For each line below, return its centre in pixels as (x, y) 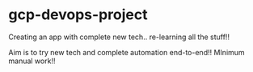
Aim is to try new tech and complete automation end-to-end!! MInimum (126, 52)
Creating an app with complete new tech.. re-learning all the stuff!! (119, 37)
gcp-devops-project (78, 15)
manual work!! (32, 61)
